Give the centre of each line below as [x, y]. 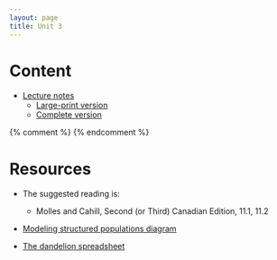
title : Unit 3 [36, 26]
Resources [51, 169]
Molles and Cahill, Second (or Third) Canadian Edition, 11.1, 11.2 [152, 211]
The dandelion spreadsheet [74, 246]
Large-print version [72, 106]
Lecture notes [48, 96]
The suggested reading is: [71, 194]
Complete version [69, 115]
